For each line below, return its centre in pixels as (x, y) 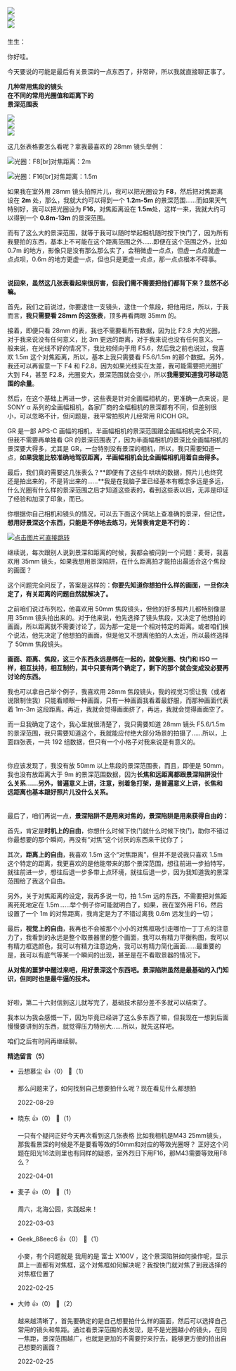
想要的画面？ (42, 1347)
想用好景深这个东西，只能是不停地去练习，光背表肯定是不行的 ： (99, 522)
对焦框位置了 (36, 1274)
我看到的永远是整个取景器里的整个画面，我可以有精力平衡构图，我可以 (127, 937)
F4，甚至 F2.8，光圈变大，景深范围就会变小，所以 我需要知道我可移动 (122, 374)
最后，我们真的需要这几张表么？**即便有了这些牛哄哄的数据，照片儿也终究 (115, 472)
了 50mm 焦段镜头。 (37, 644)
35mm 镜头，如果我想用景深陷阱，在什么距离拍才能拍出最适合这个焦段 (123, 561)
